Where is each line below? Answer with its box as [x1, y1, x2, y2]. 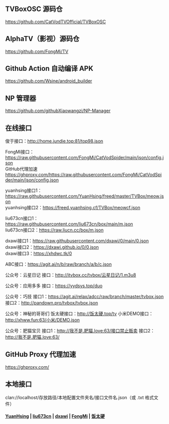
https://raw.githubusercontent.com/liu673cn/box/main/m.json [5, 221, 133, 227]
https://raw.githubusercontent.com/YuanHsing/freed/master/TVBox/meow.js [5, 193, 164, 199]
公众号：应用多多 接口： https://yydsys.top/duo [5, 283, 102, 289]
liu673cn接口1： [5, 215, 39, 221]
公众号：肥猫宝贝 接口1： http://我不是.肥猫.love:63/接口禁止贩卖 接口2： [5, 328, 155, 334]
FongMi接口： [5, 149, 34, 155]
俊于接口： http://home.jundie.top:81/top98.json [5, 138, 103, 144]
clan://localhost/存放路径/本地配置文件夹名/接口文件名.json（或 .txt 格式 [5, 394, 154, 400]
